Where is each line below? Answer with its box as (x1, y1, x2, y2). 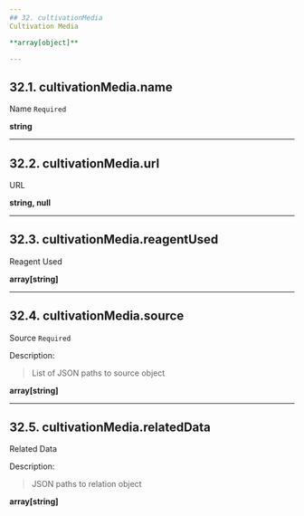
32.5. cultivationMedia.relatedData (9, 420, 211, 435)
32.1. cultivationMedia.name (9, 79, 174, 95)
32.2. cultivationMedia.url (9, 156, 160, 171)
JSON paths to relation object (31, 479, 142, 490)
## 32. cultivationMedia (9, 13, 103, 23)
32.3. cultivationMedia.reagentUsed (9, 232, 219, 247)
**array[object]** (9, 38, 79, 47)
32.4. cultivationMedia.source (9, 309, 185, 324)
